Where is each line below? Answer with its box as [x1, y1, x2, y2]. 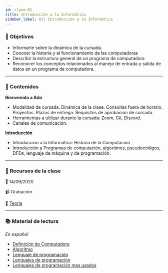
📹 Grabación [5, 189, 32, 195]
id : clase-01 [5, 7, 32, 13]
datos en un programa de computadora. [12, 66, 95, 72]
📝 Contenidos [5, 83, 39, 90]
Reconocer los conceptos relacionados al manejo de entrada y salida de [12, 61, 161, 67]
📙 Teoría [5, 200, 22, 206]
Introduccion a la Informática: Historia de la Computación [12, 139, 130, 145]
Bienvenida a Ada [5, 94, 42, 100]
